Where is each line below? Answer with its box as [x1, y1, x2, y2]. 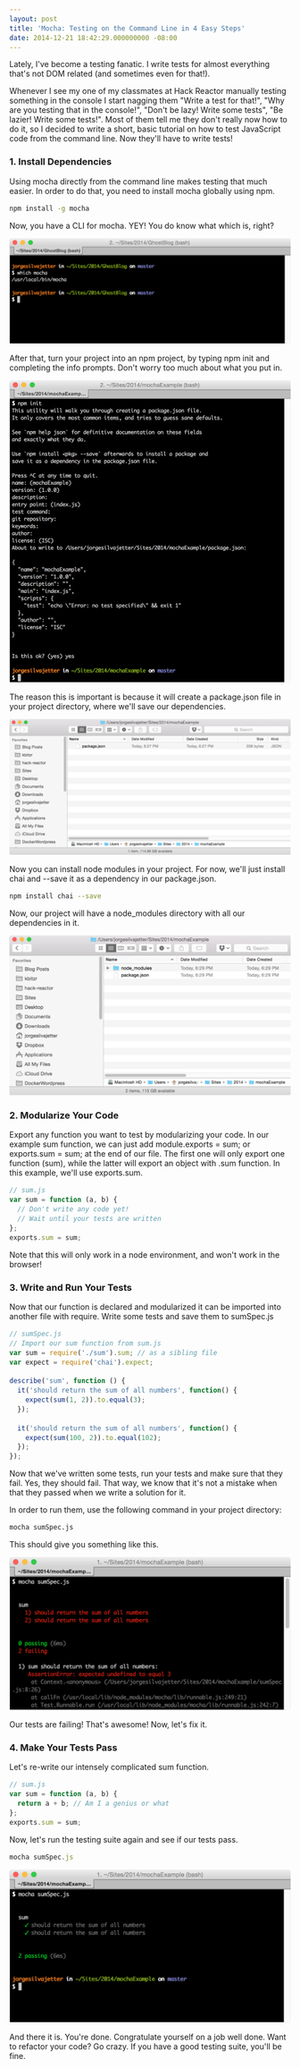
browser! [9, 1259, 43, 1269]
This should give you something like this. [9, 1539, 159, 1550]
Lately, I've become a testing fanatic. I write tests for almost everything [9, 59, 271, 70]
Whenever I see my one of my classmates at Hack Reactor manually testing [9, 86, 287, 97]
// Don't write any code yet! [17, 1205, 129, 1214]
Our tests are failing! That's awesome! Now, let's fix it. [9, 1719, 208, 1730]
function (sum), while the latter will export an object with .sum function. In [9, 1158, 280, 1169]
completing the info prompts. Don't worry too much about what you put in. [9, 362, 283, 373]
